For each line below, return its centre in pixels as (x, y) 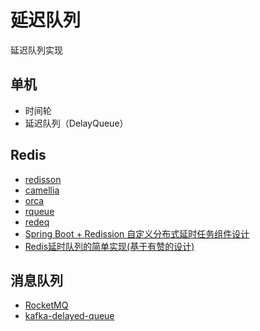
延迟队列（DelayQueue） (76, 123)
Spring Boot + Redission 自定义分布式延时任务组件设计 (137, 233)
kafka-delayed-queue (69, 316)
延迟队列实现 (36, 50)
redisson (43, 179)
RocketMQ (46, 305)
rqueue (39, 211)
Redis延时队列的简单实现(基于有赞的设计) (109, 246)
